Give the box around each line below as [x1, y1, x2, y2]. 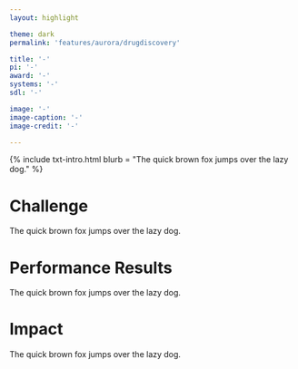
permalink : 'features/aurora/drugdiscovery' [9, 38, 181, 47]
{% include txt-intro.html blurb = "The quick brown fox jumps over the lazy [9, 154, 289, 165]
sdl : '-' [9, 88, 43, 97]
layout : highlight [9, 13, 79, 23]
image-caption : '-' [9, 112, 84, 122]
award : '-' [9, 72, 51, 81]
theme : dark [9, 29, 55, 39]
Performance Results [9, 257, 173, 277]
